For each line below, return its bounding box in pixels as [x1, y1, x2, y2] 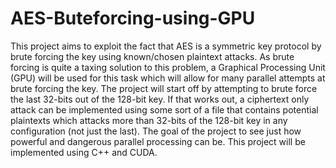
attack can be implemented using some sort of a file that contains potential [10, 103, 319, 116]
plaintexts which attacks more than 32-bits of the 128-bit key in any [10, 114, 288, 126]
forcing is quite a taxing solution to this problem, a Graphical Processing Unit [10, 61, 326, 73]
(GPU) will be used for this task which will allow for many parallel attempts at [10, 72, 326, 84]
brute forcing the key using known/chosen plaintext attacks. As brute [10, 50, 295, 62]
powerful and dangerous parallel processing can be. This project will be [10, 135, 306, 147]
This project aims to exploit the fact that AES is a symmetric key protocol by [10, 40, 322, 52]
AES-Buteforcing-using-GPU [10, 7, 256, 30]
